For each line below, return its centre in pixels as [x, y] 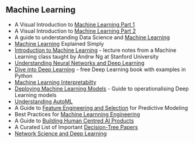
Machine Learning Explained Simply [59, 43]
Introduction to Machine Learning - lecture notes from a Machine [95, 50]
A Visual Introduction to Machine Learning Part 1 [74, 24]
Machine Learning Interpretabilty [55, 82]
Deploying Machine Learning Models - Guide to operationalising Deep [101, 88]
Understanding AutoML [44, 101]
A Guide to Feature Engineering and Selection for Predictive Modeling [101, 107]
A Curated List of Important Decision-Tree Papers [76, 127]
